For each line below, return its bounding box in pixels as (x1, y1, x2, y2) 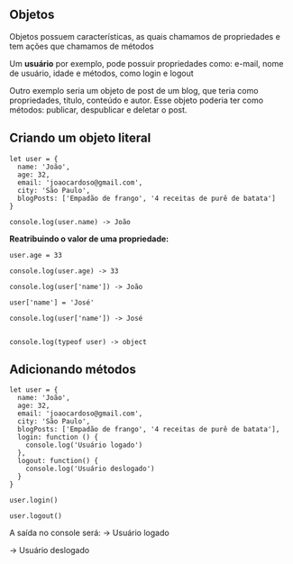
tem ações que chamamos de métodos (9, 41, 155, 51)
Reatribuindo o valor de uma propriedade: (9, 233, 169, 244)
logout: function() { (17, 457, 99, 466)
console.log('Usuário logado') (25, 441, 143, 450)
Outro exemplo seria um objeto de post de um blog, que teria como (9, 85, 259, 96)
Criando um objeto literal (9, 131, 151, 146)
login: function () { (17, 432, 99, 442)
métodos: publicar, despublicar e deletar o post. (9, 104, 188, 115)
